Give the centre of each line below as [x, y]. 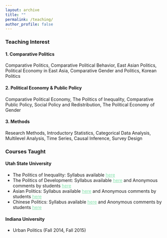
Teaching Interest [27, 42]
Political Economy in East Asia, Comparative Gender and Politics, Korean [81, 71]
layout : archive [22, 10]
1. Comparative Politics [30, 54]
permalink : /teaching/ [29, 19]
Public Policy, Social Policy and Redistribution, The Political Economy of [80, 104]
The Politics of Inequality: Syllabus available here [64, 175]
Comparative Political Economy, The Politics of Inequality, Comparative [79, 99]
